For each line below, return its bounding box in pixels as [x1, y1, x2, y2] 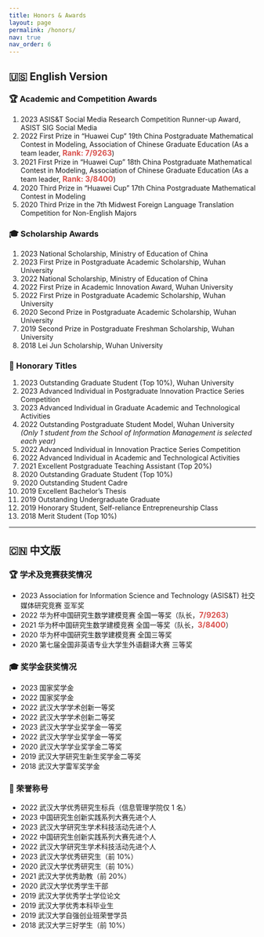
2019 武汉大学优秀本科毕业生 [20, 900, 114, 910]
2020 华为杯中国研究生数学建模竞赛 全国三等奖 [20, 630, 172, 640]
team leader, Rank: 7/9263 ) [20, 148, 115, 158]
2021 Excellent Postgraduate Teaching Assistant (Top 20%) [20, 461, 212, 471]
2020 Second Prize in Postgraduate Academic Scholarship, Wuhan [20, 308, 237, 317]
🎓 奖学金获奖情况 [9, 662, 78, 673]
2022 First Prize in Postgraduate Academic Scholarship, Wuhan [20, 291, 226, 301]
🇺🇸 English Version [9, 70, 108, 83]
